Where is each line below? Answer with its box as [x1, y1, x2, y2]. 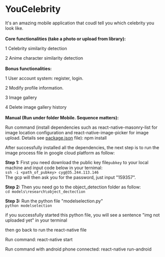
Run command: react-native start [5, 236, 73, 242]
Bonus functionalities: [5, 66, 52, 72]
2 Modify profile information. [5, 85, 64, 90]
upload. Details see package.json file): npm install [5, 135, 107, 141]
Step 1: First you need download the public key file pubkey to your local [5, 159, 149, 165]
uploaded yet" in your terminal [5, 217, 68, 223]
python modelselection [5, 203, 52, 208]
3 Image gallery [5, 94, 37, 100]
